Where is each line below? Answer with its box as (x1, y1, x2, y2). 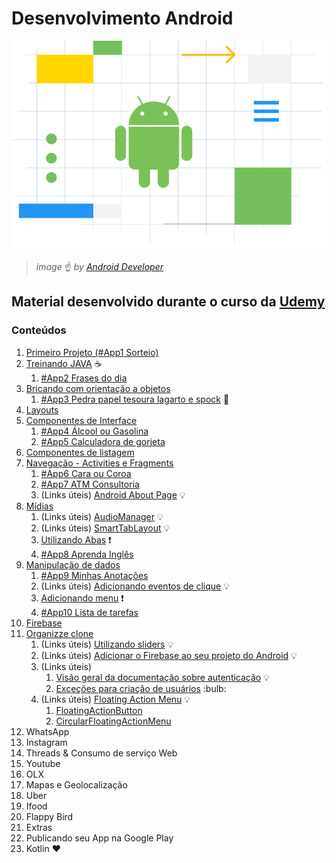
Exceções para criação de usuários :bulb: (55, 682, 227, 694)
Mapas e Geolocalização (25, 778, 128, 791)
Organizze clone (25, 627, 94, 639)
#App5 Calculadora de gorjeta (40, 435, 166, 447)
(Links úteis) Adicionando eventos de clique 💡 (40, 580, 231, 592)
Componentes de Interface (25, 414, 138, 426)
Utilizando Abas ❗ (40, 533, 112, 546)
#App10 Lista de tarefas (40, 606, 139, 618)
